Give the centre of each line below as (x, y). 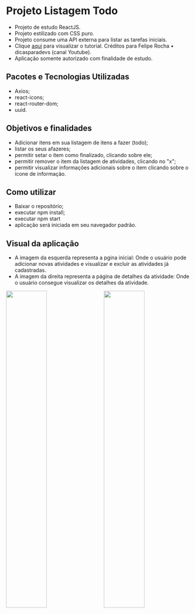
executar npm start (37, 219)
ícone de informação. (40, 173)
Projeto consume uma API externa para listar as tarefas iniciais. (91, 39)
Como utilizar (31, 192)
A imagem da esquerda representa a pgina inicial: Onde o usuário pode (100, 258)
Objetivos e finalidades (49, 129)
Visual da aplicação (42, 243)
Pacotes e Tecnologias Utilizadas (68, 77)
